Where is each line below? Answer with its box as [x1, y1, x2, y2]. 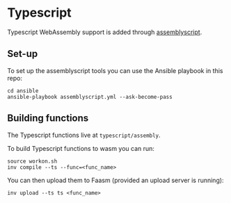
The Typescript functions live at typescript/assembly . [7, 131, 161, 139]
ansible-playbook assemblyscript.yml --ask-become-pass [7, 93, 173, 100]
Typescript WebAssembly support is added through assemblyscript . [7, 28, 202, 36]
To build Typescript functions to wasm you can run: [7, 144, 155, 152]
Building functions [7, 113, 89, 124]
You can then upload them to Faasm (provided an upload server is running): [7, 176, 224, 184]
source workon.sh [7, 158, 58, 165]
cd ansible [7, 87, 39, 95]
